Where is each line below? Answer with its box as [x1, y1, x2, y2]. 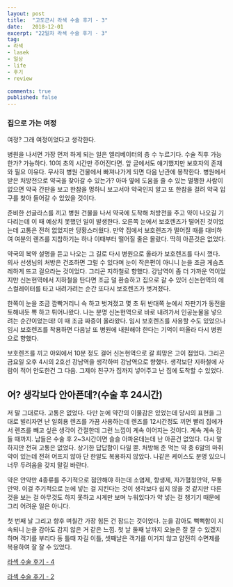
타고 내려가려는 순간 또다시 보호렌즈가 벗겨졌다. [42, 284, 171, 293]
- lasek [7, 49, 30, 56]
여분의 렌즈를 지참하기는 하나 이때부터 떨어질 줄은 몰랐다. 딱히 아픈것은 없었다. [14, 235, 226, 243]
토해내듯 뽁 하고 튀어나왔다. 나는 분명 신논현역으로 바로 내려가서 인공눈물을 [7, 308, 210, 317]
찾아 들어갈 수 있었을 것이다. [19, 194, 97, 202]
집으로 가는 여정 [7, 119, 57, 128]
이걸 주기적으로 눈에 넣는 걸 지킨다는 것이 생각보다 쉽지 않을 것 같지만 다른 [22, 485, 223, 493]
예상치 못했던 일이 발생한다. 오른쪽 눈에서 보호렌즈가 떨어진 [46, 218, 206, 226]
